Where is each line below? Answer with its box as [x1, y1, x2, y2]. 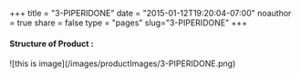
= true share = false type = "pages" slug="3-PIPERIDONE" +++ [9, 17, 248, 28]
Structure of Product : [9, 38, 94, 49]
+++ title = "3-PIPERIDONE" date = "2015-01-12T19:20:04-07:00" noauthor [9, 8, 292, 18]
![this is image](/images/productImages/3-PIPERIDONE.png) [9, 58, 236, 69]
